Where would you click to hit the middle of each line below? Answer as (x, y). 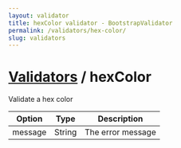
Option (29, 119)
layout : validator (39, 16)
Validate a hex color (41, 99)
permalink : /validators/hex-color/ (67, 30)
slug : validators (37, 38)
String (66, 132)
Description (120, 119)
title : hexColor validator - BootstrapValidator (90, 23)
